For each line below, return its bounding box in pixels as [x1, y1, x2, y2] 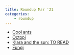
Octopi [12, 34, 26, 40]
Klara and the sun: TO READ [12, 40, 69, 45]
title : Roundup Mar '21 [5, 7, 54, 12]
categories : [5, 12, 29, 16]
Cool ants [12, 29, 32, 35]
